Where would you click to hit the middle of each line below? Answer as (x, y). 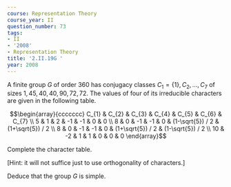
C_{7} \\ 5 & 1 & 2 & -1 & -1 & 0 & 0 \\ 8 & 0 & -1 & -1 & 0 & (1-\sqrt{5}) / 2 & (116, 121)
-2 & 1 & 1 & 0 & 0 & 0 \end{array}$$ (116, 136)
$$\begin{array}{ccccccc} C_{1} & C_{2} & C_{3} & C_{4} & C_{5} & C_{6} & (116, 114)
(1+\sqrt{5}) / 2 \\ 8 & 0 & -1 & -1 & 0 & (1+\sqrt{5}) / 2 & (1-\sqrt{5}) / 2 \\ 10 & (116, 129)
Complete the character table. (50, 150)
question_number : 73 (37, 26)
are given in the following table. (52, 101)
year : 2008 (23, 65)
